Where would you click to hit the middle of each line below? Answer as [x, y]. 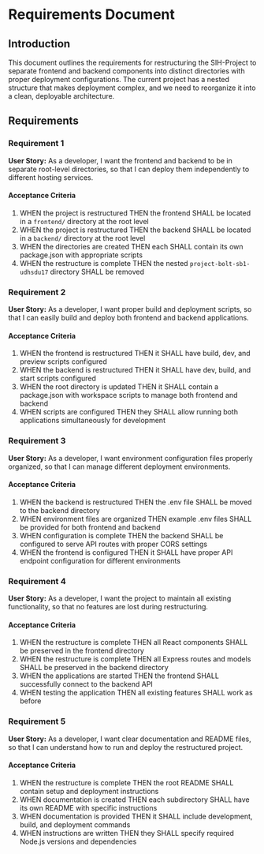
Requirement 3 [37, 441]
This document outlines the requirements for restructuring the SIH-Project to [132, 62]
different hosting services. [51, 177]
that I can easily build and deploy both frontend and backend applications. [129, 318]
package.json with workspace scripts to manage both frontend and [128, 395]
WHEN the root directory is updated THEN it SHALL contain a [119, 387]
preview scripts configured [63, 361]
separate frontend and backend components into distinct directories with [127, 71]
